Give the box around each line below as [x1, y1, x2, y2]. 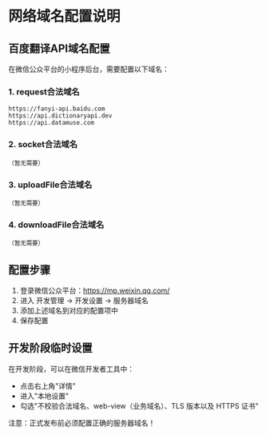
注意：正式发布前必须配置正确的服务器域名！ [8, 417, 156, 428]
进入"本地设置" [19, 391, 69, 401]
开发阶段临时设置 [8, 341, 93, 355]
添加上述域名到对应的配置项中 [19, 305, 118, 315]
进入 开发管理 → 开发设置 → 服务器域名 [19, 296, 149, 305]
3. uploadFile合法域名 [8, 179, 93, 190]
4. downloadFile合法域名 [8, 219, 105, 230]
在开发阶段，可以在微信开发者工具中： [8, 364, 134, 373]
